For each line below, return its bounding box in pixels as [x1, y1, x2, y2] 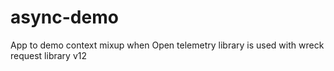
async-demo [10, 6, 119, 29]
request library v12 [10, 49, 88, 61]
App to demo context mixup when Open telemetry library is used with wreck [10, 39, 325, 51]
